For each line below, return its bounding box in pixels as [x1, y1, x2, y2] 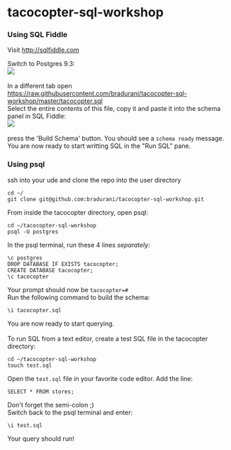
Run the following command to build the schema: [7, 293, 150, 301]
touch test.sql [7, 362, 52, 369]
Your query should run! [7, 434, 74, 443]
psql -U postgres [7, 228, 59, 235]
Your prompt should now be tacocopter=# [7, 285, 129, 294]
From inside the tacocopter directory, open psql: [7, 208, 149, 217]
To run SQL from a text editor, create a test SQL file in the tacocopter [7, 334, 208, 343]
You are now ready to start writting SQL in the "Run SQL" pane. [7, 141, 191, 150]
